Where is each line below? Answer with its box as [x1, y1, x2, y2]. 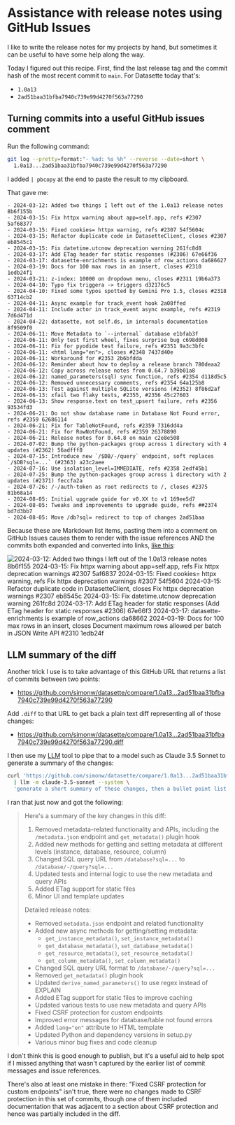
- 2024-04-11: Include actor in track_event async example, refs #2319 [7, 306, 220, 313]
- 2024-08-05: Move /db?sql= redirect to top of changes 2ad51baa [7, 514, 205, 521]
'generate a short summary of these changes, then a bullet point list [13, 785, 227, 793]
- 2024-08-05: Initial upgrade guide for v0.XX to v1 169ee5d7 [7, 495, 196, 503]
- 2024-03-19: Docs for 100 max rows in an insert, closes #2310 [7, 263, 201, 270]
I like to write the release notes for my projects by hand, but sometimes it [7, 43, 218, 51]
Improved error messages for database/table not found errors [34, 1015, 213, 1024]
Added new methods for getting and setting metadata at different [34, 840, 223, 848]
